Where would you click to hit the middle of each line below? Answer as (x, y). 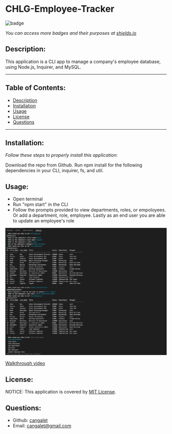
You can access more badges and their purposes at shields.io (71, 33)
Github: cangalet (30, 420)
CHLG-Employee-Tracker (60, 9)
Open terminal (28, 199)
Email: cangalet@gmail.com (42, 426)
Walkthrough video (25, 363)
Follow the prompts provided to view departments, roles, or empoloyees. (89, 210)
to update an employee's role (44, 221)
